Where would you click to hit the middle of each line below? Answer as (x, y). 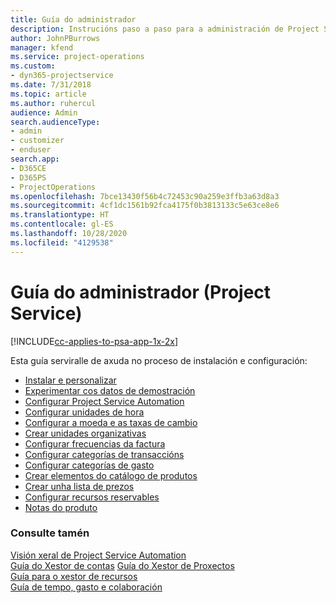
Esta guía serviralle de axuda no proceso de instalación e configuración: (159, 360)
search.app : (35, 159)
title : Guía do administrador (73, 19)
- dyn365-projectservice (62, 76)
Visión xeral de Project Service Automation (98, 555)
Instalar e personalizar (70, 380)
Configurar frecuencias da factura (95, 443)
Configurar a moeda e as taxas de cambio (111, 422)
